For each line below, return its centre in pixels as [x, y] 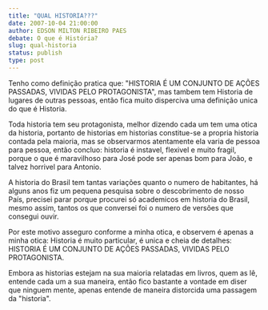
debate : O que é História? [53, 38]
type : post [26, 61]
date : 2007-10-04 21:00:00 [53, 23]
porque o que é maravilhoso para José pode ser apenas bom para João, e [131, 158]
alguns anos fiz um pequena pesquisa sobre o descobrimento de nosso [126, 191]
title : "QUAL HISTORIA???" [53, 16]
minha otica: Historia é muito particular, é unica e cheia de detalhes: [120, 240]
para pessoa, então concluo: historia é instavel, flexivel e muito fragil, [122, 150]
